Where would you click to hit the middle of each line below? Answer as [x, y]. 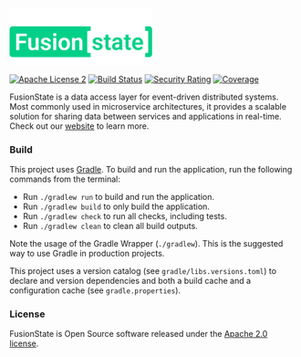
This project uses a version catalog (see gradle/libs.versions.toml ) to [143, 271]
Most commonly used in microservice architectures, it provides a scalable [148, 106]
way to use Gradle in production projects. [87, 254]
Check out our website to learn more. [79, 126]
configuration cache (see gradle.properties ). [95, 290]
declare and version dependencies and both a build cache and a [130, 281]
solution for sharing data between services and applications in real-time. [145, 116]
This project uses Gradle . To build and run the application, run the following [151, 170]
